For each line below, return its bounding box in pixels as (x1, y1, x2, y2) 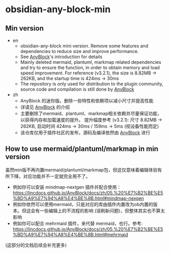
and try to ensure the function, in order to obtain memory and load (20, 65, 160, 70)
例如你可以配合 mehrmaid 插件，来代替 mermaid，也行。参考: (12, 220, 143, 226)
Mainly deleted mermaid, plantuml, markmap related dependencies (20, 59, 162, 65)
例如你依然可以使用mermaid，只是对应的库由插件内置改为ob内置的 (12, 201, 153, 207)
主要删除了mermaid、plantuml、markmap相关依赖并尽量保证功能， (20, 111, 162, 116)
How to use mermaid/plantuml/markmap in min (5, 144, 159, 154)
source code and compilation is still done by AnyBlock (20, 86, 134, 92)
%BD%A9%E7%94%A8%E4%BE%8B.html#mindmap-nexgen (12, 195, 144, 201)
